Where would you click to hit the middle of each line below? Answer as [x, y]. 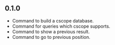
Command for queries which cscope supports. [61, 26]
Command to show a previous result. [51, 31]
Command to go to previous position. [51, 37]
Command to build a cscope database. [53, 20]
